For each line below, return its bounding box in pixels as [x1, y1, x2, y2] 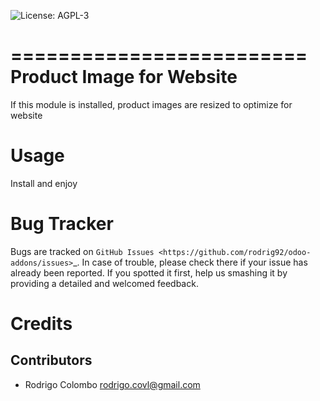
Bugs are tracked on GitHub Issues [10, 245, 155, 257]
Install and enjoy [10, 177, 78, 189]
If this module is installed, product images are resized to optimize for [10, 98, 293, 110]
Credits [10, 313, 73, 335]
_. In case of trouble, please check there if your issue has [73, 256, 308, 268]
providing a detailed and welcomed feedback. [10, 277, 199, 289]
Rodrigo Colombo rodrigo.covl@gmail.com [24, 378, 201, 390]
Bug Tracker [10, 213, 114, 235]
